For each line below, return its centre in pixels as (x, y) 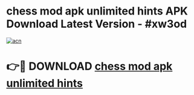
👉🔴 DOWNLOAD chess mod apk (89, 66)
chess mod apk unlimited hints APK (97, 11)
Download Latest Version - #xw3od (97, 24)
